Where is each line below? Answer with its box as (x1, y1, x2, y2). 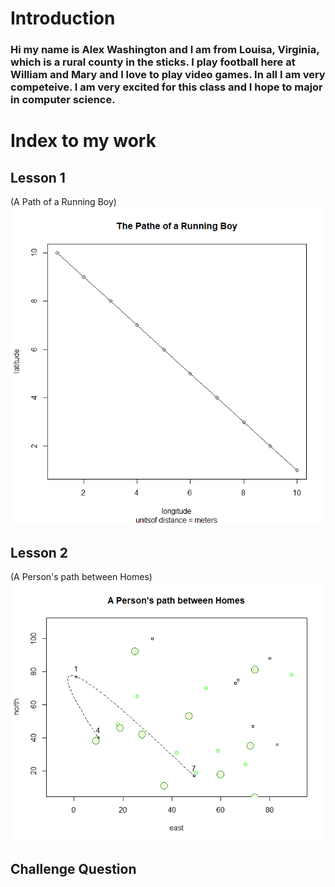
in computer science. (10, 93, 116, 107)
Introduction (10, 7, 116, 30)
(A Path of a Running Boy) (10, 196, 117, 208)
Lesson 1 (10, 169, 66, 186)
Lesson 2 (10, 545, 69, 562)
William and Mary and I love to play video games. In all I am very (10, 68, 326, 82)
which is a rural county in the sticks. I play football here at (10, 55, 296, 69)
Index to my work (10, 130, 157, 152)
